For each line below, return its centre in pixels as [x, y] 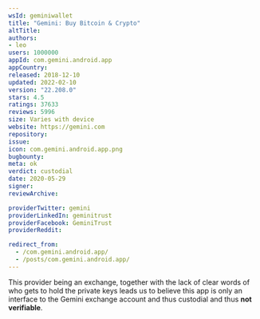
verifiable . [26, 307]
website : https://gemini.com [57, 127]
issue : [19, 142]
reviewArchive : [33, 193]
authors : [23, 38]
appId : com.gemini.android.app [60, 61]
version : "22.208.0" [43, 90]
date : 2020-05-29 [37, 179]
